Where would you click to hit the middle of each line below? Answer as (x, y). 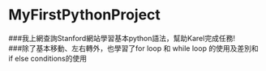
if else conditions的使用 (48, 58)
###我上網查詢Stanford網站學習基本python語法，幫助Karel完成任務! (122, 38)
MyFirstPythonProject (84, 15)
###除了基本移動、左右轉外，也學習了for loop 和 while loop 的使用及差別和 (133, 48)
